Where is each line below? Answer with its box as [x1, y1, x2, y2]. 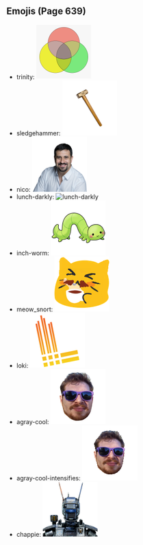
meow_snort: [16, 305, 53, 313]
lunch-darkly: [16, 192, 55, 201]
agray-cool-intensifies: [16, 474, 81, 482]
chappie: [16, 530, 42, 538]
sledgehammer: [16, 129, 61, 137]
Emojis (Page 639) [6, 5, 86, 17]
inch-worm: [16, 249, 49, 257]
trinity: [16, 72, 35, 81]
